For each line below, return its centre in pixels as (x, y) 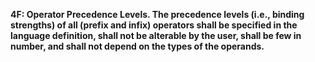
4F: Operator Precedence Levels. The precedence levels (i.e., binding (157, 14)
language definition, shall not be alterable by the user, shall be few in (156, 35)
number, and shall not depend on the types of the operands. (137, 46)
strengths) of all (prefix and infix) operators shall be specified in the (154, 25)
